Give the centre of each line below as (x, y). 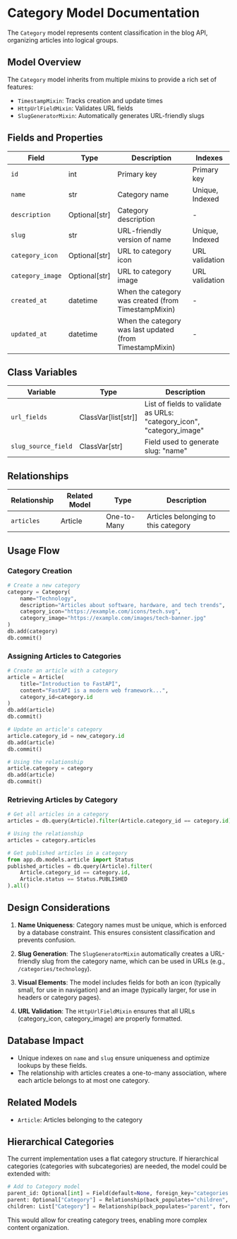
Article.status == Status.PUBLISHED (74, 879)
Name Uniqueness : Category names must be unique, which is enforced (122, 924)
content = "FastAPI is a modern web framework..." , (95, 691)
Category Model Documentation (103, 13)
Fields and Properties (55, 138)
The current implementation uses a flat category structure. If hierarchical (113, 1159)
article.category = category (50, 768)
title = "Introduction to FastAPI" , (71, 683)
